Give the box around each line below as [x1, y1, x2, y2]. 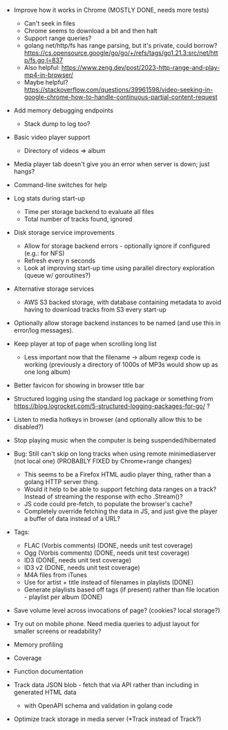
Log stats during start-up [13, 194, 85, 202]
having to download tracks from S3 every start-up [23, 305, 167, 314]
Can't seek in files [23, 19, 76, 27]
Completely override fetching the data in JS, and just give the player [23, 507, 218, 515]
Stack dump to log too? [23, 120, 91, 127]
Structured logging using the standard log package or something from [13, 395, 213, 402]
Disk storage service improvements [13, 229, 115, 236]
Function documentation [13, 668, 84, 675]
